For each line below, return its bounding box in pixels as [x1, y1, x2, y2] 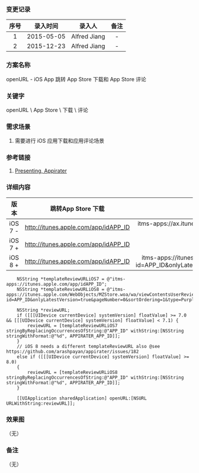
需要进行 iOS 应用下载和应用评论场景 [14, 138, 105, 145]
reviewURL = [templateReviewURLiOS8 [27, 369, 118, 375]
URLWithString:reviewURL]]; [6, 400, 76, 407]
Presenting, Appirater [14, 167, 67, 174]
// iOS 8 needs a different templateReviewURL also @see [17, 343, 161, 349]
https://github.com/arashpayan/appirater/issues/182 [6, 349, 139, 354]
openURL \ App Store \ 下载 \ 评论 [6, 106, 89, 113]
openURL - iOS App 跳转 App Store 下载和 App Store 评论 [6, 75, 147, 82]
